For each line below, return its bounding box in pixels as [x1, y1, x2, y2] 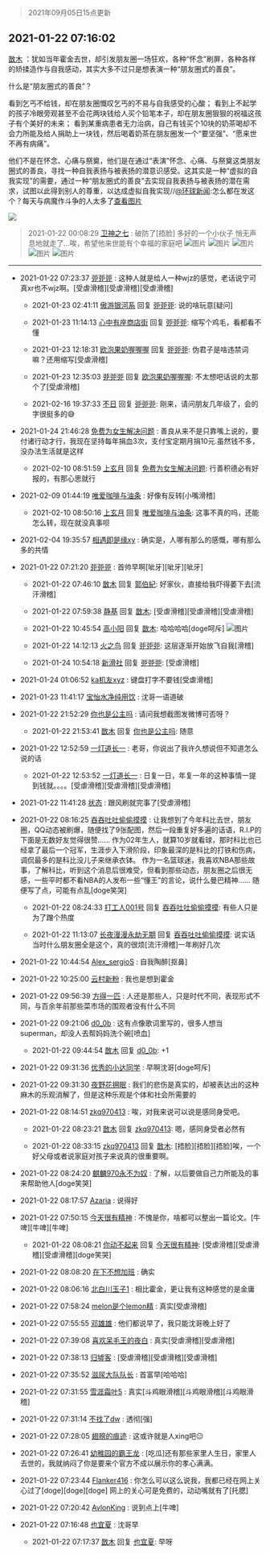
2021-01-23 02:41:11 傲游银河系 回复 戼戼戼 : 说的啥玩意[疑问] [31, 300, 233, 309]
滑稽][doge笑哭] [58, 1249, 112, 1259]
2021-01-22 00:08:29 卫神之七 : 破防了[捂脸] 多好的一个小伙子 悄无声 [27, 228, 257, 238]
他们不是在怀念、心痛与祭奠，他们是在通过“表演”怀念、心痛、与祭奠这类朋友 [8, 155, 261, 165]
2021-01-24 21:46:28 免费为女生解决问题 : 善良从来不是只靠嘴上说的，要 [19, 426, 260, 436]
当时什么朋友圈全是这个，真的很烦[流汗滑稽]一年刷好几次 [31, 939, 221, 949]
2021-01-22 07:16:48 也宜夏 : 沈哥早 [19, 1519, 139, 1529]
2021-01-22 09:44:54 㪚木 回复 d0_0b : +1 [31, 1045, 169, 1055]
